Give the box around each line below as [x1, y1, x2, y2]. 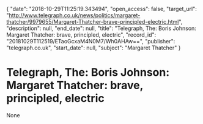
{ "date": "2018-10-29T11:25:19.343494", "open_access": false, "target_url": [6, 5, 197, 12]
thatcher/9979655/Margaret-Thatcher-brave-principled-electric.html [6, 18, 179, 25]
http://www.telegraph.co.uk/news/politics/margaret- [9, 12, 141, 19]
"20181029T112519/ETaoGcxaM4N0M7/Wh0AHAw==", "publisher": [6, 38, 175, 45]
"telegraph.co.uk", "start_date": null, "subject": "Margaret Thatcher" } [6, 44, 181, 51]
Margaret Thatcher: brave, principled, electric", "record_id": [6, 31, 157, 38]
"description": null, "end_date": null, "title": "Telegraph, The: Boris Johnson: [6, 24, 197, 32]
